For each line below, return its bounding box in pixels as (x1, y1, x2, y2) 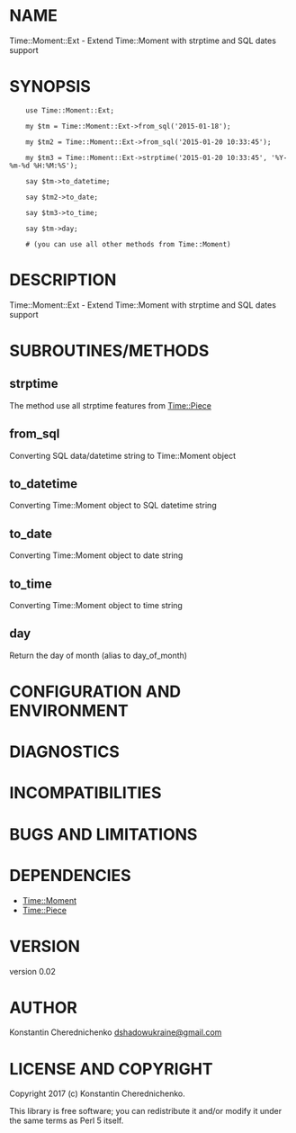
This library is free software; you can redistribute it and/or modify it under (9, 1106, 283, 1117)
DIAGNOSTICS (9, 742, 120, 762)
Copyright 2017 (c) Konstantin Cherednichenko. (9, 1088, 186, 1099)
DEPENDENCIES (9, 865, 132, 886)
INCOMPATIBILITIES (9, 783, 162, 804)
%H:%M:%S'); (32, 161, 78, 170)
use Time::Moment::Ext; (25, 105, 115, 115)
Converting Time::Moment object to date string (9, 550, 184, 561)
